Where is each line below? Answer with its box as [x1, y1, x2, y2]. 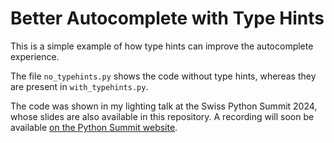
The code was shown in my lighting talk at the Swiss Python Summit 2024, [10, 100, 318, 112]
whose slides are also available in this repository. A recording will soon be [10, 110, 315, 122]
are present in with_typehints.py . [10, 80, 149, 92]
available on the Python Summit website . [10, 121, 178, 133]
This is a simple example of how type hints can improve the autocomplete [10, 40, 314, 52]
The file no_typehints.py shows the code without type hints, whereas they [10, 70, 317, 82]
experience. [10, 50, 60, 62]
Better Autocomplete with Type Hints [10, 7, 325, 30]
